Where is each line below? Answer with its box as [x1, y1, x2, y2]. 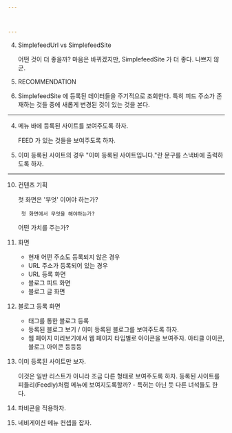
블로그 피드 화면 [28, 278, 71, 287]
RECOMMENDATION [17, 77, 76, 86]
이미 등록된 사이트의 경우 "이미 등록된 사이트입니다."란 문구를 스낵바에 [17, 151, 205, 159]
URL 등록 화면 [28, 270, 66, 278]
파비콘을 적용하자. [17, 403, 66, 412]
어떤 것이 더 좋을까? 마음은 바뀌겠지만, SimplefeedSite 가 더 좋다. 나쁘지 [17, 55, 213, 63]
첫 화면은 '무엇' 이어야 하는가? [17, 195, 98, 204]
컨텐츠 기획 [17, 180, 48, 189]
